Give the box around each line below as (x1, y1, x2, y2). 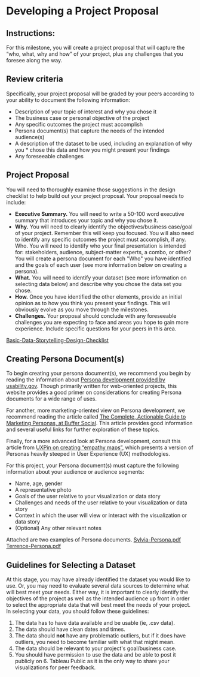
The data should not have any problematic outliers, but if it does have (14, 632, 186, 639)
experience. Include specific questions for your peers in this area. (14, 325, 177, 332)
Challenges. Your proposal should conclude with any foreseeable (14, 312, 177, 319)
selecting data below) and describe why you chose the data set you (14, 280, 182, 287)
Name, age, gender (14, 480, 63, 487)
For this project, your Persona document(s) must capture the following (6, 462, 179, 469)
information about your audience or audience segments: (6, 468, 144, 476)
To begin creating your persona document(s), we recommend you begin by (6, 370, 191, 377)
